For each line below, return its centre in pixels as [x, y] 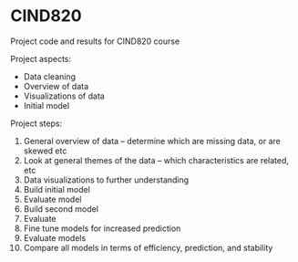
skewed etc [45, 151]
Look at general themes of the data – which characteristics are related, [156, 160]
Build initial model [57, 189]
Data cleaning [50, 76]
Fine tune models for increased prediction [102, 228]
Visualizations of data [64, 96]
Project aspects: [41, 58]
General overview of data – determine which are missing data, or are [152, 141]
